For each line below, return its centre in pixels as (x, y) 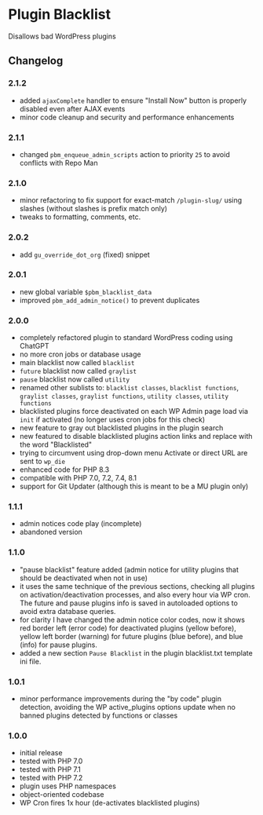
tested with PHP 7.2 (51, 778)
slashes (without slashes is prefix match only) (93, 209)
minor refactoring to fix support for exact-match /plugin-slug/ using (131, 200)
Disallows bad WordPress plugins (62, 36)
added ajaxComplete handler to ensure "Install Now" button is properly (133, 101)
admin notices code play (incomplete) (80, 524)
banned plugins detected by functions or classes (99, 715)
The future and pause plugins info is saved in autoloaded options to (128, 603)
